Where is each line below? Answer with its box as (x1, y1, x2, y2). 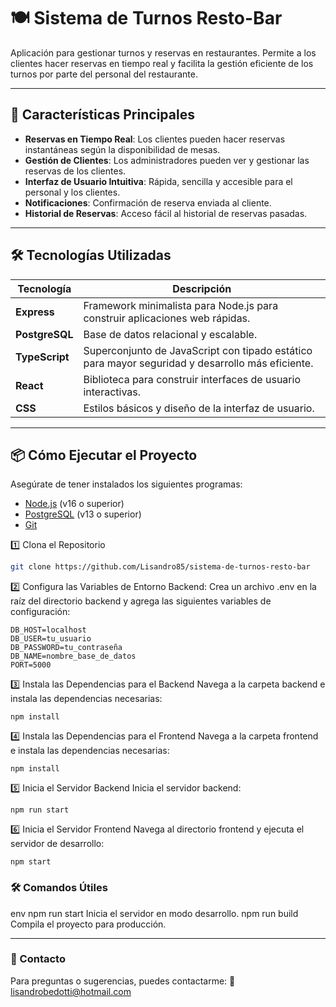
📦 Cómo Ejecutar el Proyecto (10, 446, 198, 464)
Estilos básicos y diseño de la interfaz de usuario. (83, 401, 315, 415)
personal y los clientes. (24, 186, 121, 198)
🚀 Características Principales (10, 106, 195, 124)
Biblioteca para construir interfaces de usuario (83, 372, 301, 386)
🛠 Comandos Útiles (10, 881, 108, 895)
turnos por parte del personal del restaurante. (10, 68, 198, 80)
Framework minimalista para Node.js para (83, 298, 279, 312)
